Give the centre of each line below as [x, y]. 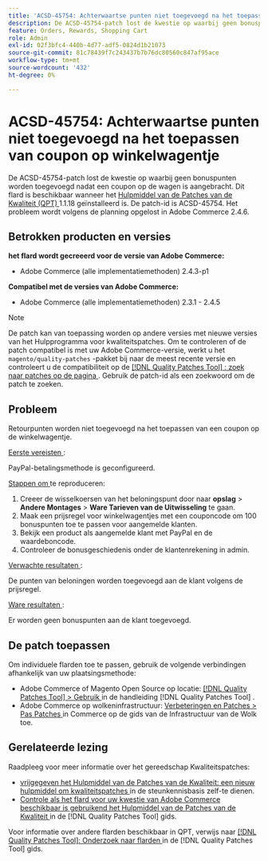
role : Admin [28, 38]
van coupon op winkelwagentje [114, 155]
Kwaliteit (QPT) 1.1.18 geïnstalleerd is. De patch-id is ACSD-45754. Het [123, 203]
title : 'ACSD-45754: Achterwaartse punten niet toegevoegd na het [121, 16]
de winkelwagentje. [40, 437]
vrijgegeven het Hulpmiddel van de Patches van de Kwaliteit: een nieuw [137, 782]
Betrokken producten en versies [90, 236]
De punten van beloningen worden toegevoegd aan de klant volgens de [126, 581]
